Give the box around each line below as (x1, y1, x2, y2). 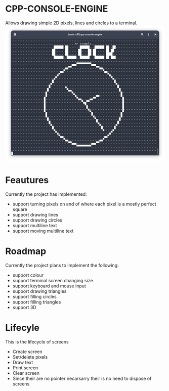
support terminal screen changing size (12, 277, 93, 283)
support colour (12, 272, 44, 278)
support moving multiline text (12, 228, 74, 234)
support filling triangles (12, 299, 61, 305)
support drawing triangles (12, 288, 67, 294)
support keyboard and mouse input (12, 283, 86, 289)
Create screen (12, 349, 43, 355)
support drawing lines (12, 212, 58, 218)
